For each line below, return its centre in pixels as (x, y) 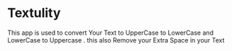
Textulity (34, 13)
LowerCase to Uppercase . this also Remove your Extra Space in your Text (116, 40)
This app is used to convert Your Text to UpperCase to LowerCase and (111, 33)
